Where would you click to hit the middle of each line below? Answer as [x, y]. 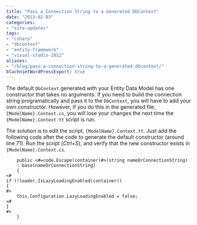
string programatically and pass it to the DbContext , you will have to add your [98, 101]
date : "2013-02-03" [30, 17]
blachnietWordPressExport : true [46, 72]
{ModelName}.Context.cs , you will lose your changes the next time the [90, 113]
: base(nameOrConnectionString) [56, 166]
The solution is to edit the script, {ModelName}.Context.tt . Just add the [91, 131]
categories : [21, 22]
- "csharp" [19, 39]
